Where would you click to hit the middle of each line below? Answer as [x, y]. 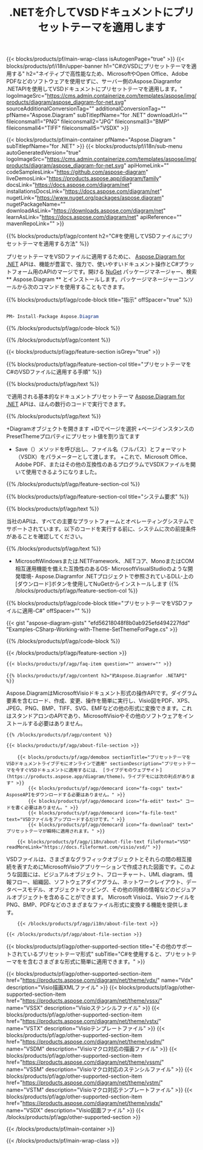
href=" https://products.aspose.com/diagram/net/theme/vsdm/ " [85, 1042]
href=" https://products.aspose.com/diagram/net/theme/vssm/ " [85, 1062]
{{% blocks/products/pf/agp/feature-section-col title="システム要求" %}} [98, 497]
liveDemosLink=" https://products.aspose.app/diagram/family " [84, 178]
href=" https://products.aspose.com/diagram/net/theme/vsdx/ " [85, 1103]
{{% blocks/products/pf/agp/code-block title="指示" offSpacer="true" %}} [99, 300]
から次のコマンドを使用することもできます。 [72, 287]
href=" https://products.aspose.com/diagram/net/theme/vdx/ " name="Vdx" [100, 980]
